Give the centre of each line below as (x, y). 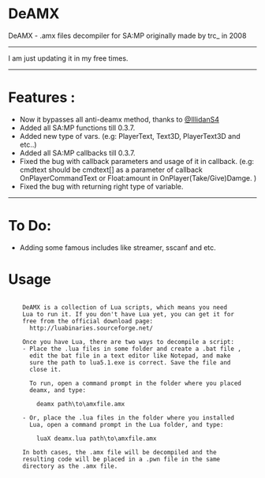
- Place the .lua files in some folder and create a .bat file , (132, 349)
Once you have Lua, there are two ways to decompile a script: (129, 342)
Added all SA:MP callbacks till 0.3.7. (77, 153)
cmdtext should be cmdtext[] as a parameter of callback (111, 170)
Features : (42, 97)
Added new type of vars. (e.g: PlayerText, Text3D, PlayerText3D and (130, 136)
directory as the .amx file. (70, 466)
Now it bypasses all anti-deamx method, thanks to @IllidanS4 (119, 119)
